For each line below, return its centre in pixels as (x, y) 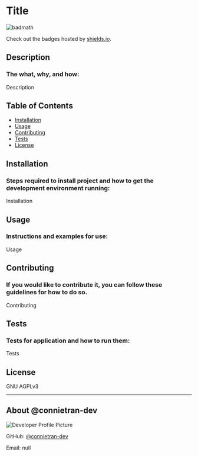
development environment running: (58, 188)
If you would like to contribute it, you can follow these (84, 285)
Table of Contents (40, 106)
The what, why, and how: (43, 74)
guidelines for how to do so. (47, 293)
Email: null (19, 448)
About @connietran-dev (52, 411)
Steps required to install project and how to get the (80, 181)
